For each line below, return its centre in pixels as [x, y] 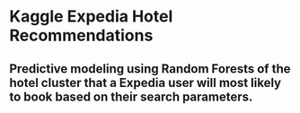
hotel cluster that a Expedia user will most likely [146, 83]
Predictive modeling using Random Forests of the [150, 69]
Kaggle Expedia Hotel [91, 17]
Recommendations [81, 35]
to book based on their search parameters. [131, 96]
